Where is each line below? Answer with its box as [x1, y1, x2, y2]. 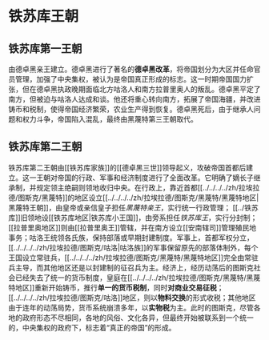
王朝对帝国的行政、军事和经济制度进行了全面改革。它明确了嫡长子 [35, 173, 254, 182]
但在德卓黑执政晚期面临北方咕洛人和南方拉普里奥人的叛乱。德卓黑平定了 [22, 85, 261, 94]
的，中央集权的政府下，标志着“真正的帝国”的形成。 [8, 322, 176, 332]
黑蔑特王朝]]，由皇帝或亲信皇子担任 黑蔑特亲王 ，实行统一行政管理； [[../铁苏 [8, 202, 259, 212]
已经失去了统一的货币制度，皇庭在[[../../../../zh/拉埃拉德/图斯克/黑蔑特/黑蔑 [14, 273, 261, 282]
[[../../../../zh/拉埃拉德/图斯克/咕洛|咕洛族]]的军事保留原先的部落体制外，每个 [8, 242, 259, 252]
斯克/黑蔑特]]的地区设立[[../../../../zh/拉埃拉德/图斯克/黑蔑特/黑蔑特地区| [25, 193, 259, 202]
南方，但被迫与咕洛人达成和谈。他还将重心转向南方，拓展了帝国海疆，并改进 [8, 94, 261, 104]
